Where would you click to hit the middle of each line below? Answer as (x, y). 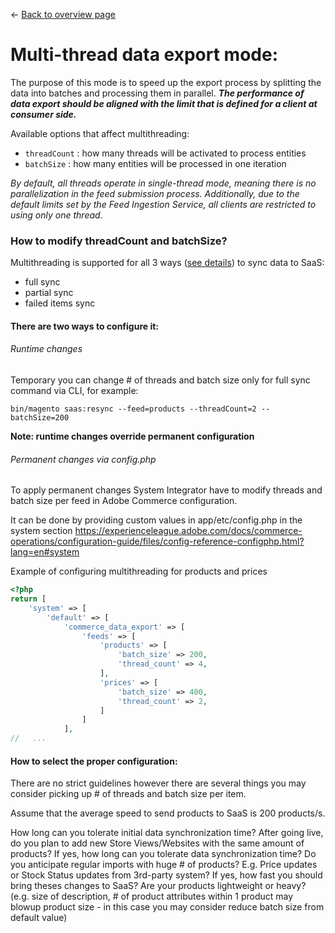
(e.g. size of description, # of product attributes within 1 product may (152, 896)
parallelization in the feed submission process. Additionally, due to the (155, 193)
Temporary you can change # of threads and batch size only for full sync (160, 380)
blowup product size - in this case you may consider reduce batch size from (167, 907)
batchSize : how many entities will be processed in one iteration (155, 163)
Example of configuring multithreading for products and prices (139, 571)
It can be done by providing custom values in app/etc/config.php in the (156, 520)
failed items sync (60, 303)
